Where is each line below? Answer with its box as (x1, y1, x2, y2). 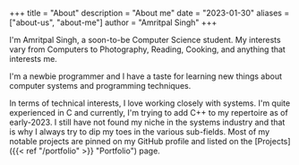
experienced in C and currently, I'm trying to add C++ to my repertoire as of (9, 108, 288, 117)
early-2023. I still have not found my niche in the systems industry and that (9, 117, 286, 127)
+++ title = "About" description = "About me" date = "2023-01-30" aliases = (9, 8, 290, 18)
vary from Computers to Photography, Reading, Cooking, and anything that (9, 44, 286, 55)
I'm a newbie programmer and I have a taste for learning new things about (9, 71, 283, 82)
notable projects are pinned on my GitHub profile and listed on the (9, 136, 253, 146)
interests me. (9, 54, 58, 64)
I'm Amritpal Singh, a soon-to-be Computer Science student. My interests (9, 35, 281, 45)
